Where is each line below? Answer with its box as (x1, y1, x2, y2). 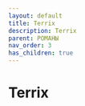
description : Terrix (8, 26, 78, 35)
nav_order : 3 (8, 42, 52, 50)
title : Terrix (8, 19, 56, 27)
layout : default (8, 11, 63, 20)
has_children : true (8, 49, 74, 57)
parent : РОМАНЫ (8, 34, 59, 43)
